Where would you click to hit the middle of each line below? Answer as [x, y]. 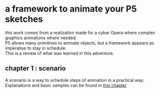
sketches [24, 19]
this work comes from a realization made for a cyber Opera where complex [80, 32]
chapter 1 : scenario [36, 69]
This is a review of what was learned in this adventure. [60, 53]
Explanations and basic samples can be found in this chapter [66, 85]
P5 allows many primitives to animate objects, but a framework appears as [80, 43]
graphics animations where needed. [41, 38]
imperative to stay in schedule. [36, 48]
